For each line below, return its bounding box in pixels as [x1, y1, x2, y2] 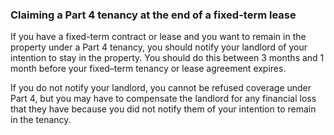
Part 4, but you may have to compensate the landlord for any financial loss [10, 93, 317, 105]
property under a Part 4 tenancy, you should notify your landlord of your [10, 41, 308, 53]
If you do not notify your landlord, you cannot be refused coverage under [10, 82, 312, 94]
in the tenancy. [10, 114, 72, 126]
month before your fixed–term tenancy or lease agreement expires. [10, 63, 287, 75]
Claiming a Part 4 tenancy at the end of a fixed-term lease [10, 8, 297, 22]
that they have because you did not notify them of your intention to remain [10, 103, 317, 115]
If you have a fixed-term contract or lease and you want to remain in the [10, 31, 307, 43]
